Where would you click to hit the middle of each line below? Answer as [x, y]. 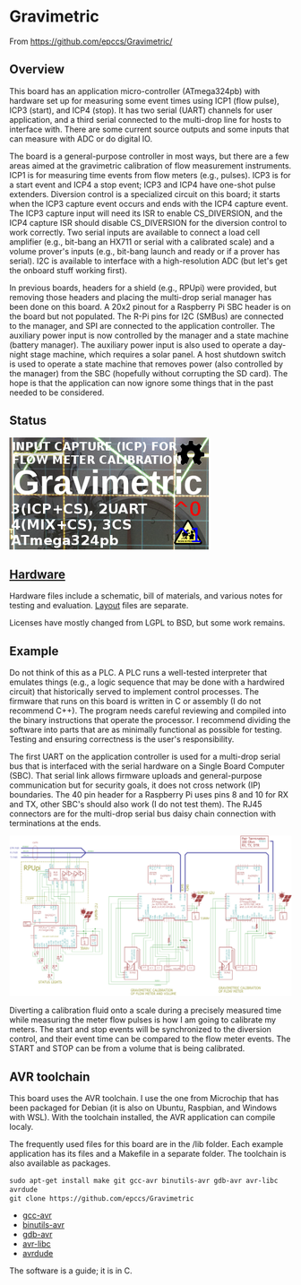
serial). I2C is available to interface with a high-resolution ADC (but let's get [149, 261]
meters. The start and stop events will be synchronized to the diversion [140, 1030]
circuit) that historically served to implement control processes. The [134, 692]
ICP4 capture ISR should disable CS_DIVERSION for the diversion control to [148, 222]
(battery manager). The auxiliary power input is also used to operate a [138, 345]
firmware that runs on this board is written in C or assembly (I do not [135, 702]
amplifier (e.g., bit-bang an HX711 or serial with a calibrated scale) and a [142, 241]
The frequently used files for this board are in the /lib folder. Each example [146, 1143]
